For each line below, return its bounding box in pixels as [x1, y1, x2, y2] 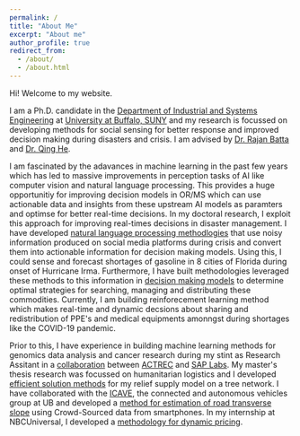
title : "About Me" [9, 22, 78, 31]
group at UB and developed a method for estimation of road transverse [9, 397, 272, 408]
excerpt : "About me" [9, 30, 87, 39]
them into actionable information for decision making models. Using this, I [9, 246, 282, 257]
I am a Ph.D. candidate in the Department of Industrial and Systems [9, 105, 258, 116]
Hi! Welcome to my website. [9, 87, 113, 99]
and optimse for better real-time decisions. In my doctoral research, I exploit [9, 208, 291, 219]
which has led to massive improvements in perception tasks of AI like [9, 170, 265, 180]
